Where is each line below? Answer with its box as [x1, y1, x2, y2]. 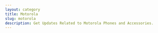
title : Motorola [5, 12, 38, 16]
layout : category [5, 7, 40, 12]
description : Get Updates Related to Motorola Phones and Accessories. [5, 20, 154, 26]
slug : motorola [5, 16, 36, 21]
